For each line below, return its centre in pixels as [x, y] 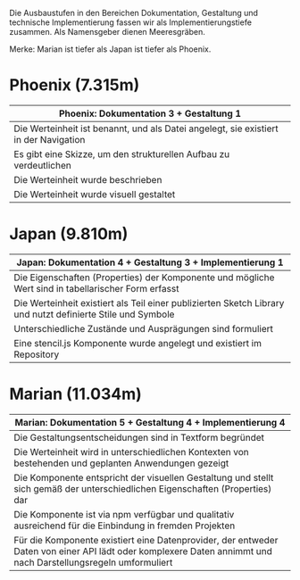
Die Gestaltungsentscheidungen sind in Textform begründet [139, 437]
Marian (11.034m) [76, 394]
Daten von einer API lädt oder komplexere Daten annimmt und [143, 551]
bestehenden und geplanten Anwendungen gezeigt [121, 463]
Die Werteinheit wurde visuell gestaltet [95, 194]
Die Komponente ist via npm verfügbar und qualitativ [124, 514]
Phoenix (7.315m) [75, 85]
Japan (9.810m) [69, 234]
